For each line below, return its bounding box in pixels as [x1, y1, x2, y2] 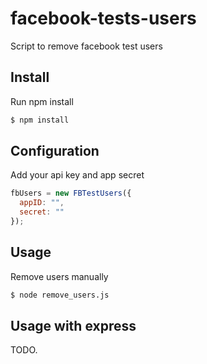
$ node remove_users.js [10, 290, 110, 300]
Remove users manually [10, 270, 109, 282]
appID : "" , [19, 198, 65, 208]
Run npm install [10, 95, 74, 107]
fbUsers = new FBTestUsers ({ [10, 188, 132, 199]
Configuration [10, 143, 100, 160]
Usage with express [10, 318, 137, 335]
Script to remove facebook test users [10, 40, 163, 52]
